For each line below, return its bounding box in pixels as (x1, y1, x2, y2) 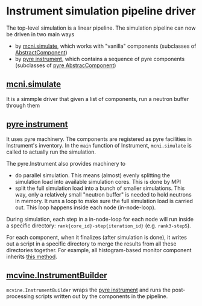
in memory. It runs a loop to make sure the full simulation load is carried (14, 197, 193, 204)
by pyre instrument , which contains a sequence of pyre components (14, 55, 185, 62)
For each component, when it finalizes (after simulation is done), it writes (6, 233, 187, 241)
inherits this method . (6, 253, 57, 260)
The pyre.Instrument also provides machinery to (6, 160, 125, 167)
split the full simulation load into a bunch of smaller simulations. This (14, 184, 185, 192)
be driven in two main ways (6, 30, 75, 37)
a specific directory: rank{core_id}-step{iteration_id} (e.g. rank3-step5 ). (6, 222, 191, 229)
